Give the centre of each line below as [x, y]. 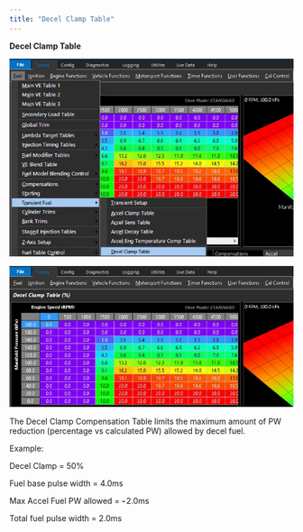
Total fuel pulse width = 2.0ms [66, 518]
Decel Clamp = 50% [47, 465]
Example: [27, 448]
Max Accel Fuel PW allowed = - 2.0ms [79, 500]
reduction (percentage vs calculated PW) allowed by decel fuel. [128, 431]
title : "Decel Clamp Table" [62, 19]
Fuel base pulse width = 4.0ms [66, 483]
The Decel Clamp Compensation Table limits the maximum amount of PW [145, 421]
